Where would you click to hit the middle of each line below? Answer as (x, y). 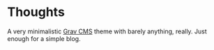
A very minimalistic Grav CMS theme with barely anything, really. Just (107, 31)
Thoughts (36, 12)
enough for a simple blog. (44, 38)
